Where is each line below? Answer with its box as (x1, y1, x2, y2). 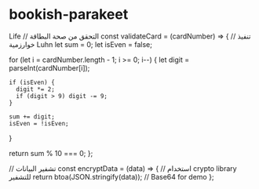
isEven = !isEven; (9, 119, 69, 127)
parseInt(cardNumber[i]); (9, 63, 90, 72)
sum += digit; (9, 112, 56, 121)
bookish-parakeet (9, 5, 129, 24)
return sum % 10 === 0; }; (9, 148, 93, 158)
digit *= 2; (16, 85, 56, 93)
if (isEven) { (9, 78, 56, 86)
